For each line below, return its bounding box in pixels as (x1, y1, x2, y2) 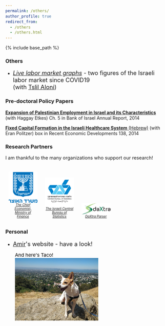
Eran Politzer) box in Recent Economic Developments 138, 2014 (5, 130, 139, 136)
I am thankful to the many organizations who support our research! (5, 155, 153, 161)
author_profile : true (5, 13, 52, 19)
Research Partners (5, 143, 53, 150)
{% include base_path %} (5, 45, 59, 51)
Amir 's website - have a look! (12, 240, 93, 247)
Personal (5, 228, 28, 236)
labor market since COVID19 (12, 76, 90, 84)
